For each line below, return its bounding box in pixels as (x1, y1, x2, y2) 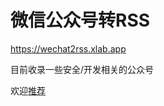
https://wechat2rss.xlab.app (10, 42, 127, 55)
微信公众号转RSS (10, 9, 151, 32)
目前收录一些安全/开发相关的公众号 (10, 63, 155, 75)
